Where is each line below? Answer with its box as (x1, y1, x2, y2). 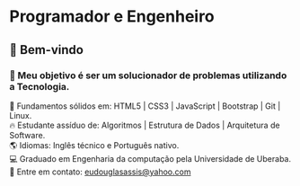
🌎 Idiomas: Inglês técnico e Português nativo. (9, 139, 180, 150)
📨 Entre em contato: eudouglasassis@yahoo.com (9, 166, 191, 177)
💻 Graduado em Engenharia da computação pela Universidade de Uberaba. (9, 153, 292, 164)
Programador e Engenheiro (9, 6, 215, 27)
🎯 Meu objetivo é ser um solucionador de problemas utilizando (9, 69, 287, 82)
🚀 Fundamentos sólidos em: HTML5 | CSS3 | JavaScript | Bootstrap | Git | (9, 101, 281, 111)
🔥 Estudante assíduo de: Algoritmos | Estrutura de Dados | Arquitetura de (9, 120, 280, 130)
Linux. (9, 110, 32, 120)
